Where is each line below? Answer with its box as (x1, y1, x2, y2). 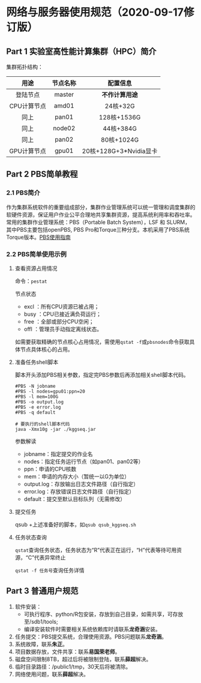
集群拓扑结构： (6, 64, 43, 70)
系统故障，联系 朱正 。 (14, 640, 68, 648)
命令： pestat (14, 277, 47, 284)
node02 (53, 124, 76, 132)
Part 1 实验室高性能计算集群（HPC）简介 (6, 46, 157, 56)
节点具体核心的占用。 (20, 346, 73, 353)
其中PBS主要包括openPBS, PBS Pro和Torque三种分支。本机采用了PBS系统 (6, 226, 190, 233)
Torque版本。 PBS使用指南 (6, 233, 71, 241)
